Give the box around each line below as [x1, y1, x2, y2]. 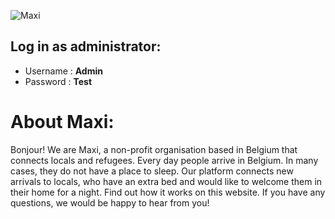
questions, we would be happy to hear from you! [10, 196, 210, 209]
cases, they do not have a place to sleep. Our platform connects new [10, 165, 294, 177]
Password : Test [24, 75, 93, 87]
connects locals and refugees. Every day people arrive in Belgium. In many [10, 154, 319, 166]
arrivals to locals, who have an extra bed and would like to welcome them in [10, 175, 323, 187]
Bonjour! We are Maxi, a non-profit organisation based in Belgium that [10, 143, 298, 155]
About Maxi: [10, 111, 115, 133]
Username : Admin [24, 65, 103, 77]
